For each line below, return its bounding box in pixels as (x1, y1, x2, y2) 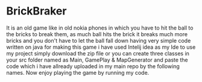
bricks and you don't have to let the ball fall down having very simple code (6, 37, 191, 44)
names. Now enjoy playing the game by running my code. (6, 69, 150, 76)
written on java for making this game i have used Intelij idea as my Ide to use (6, 43, 196, 51)
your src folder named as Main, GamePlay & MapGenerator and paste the (6, 56, 188, 63)
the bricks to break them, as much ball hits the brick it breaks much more (6, 30, 188, 37)
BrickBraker (6, 4, 67, 18)
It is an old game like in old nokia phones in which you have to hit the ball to (6, 24, 194, 31)
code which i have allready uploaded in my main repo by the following (6, 62, 180, 70)
